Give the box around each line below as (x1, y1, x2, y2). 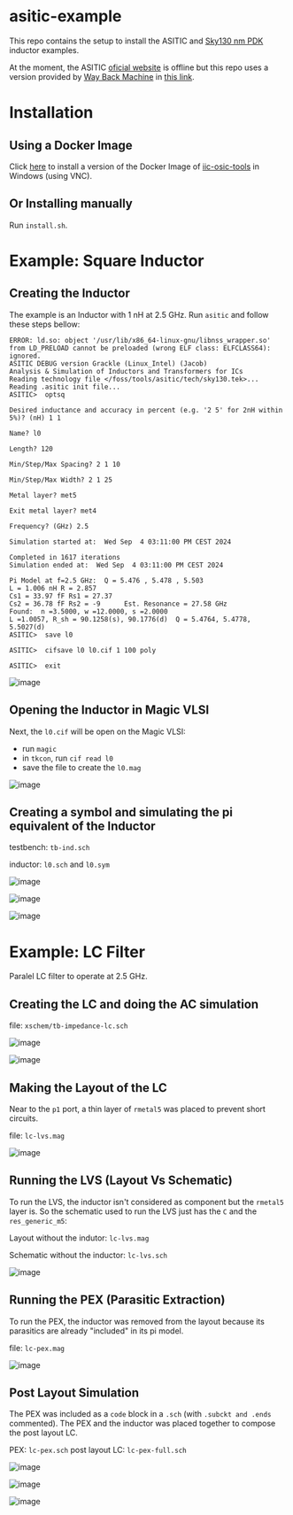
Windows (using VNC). (9, 170, 93, 181)
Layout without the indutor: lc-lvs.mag (9, 1233, 150, 1243)
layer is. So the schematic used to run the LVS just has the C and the (9, 1206, 258, 1217)
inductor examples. (9, 44, 80, 55)
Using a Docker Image (9, 137, 133, 152)
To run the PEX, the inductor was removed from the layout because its (9, 1316, 266, 1326)
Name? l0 (9, 429, 42, 437)
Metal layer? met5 (9, 491, 77, 499)
